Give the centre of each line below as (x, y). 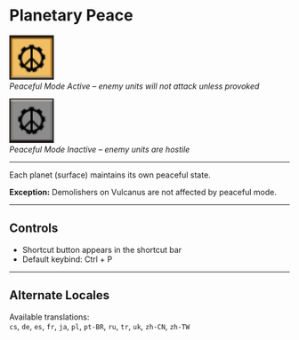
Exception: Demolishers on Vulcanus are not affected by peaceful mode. (143, 192)
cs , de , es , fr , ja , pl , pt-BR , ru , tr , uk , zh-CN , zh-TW (100, 326)
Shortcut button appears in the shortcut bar (102, 249)
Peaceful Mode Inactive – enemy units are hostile (100, 149)
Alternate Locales (60, 295)
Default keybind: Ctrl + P (67, 259)
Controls (34, 229)
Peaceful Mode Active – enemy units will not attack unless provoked (134, 86)
